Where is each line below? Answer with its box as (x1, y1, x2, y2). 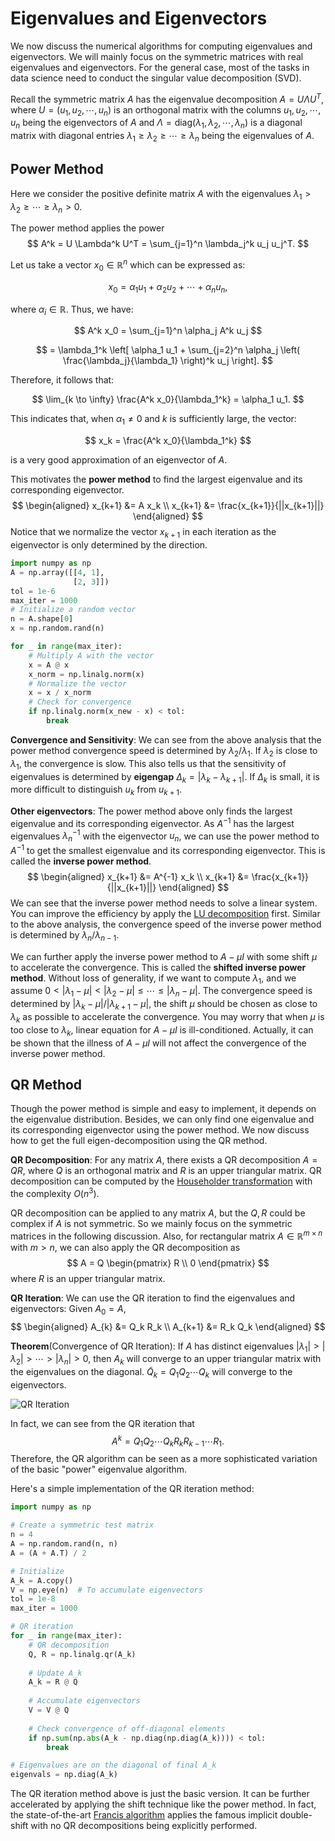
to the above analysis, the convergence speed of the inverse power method (10, 918, 322, 930)
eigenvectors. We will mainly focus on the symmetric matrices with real (10, 50, 304, 62)
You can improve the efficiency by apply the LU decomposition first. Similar (10, 907, 321, 919)
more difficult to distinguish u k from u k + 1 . (10, 783, 183, 798)
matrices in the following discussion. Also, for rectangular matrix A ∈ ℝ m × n (10, 1228, 323, 1242)
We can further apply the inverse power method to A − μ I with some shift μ (10, 950, 318, 962)
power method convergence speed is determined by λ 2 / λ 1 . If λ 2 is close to (10, 744, 318, 759)
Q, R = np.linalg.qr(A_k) (28, 1649, 137, 1659)
